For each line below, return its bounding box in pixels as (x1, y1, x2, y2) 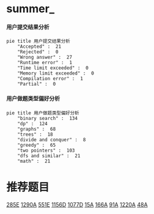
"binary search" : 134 (17, 115, 78, 121)
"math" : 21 (17, 158, 51, 164)
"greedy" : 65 (17, 142, 56, 148)
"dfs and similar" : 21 (17, 152, 81, 159)
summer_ (6, 2, 55, 16)
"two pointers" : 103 (17, 147, 75, 153)
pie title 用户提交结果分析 (6, 39, 70, 45)
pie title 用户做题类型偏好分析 (6, 109, 79, 116)
